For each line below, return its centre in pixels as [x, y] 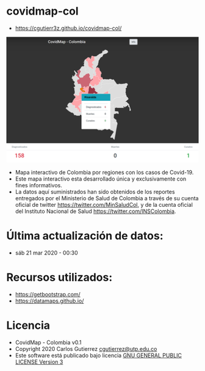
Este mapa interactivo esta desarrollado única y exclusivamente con [101, 179]
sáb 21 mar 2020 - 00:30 [46, 253]
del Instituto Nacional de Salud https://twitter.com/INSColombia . [95, 211]
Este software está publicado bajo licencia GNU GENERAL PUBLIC [98, 355]
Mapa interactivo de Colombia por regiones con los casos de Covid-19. [104, 173]
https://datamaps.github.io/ [49, 301]
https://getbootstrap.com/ [48, 295]
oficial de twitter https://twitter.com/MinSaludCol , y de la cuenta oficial [104, 205]
